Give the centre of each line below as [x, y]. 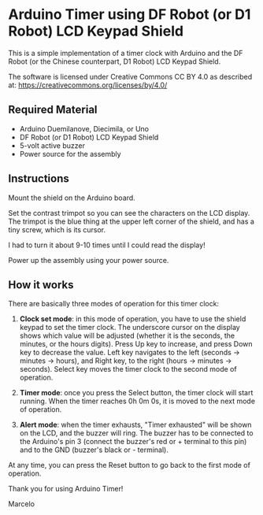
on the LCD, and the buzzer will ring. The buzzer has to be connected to [136, 433]
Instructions [39, 179]
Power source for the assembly [70, 154]
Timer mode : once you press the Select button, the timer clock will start [136, 393]
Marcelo [22, 504]
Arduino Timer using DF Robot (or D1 [130, 15]
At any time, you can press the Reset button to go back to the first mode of [129, 465]
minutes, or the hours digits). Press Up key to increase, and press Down [136, 344]
